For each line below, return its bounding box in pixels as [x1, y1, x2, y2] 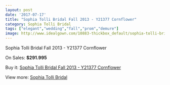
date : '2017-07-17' [5, 12, 47, 17]
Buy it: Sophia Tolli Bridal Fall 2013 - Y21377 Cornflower [5, 64, 121, 70]
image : [5, 31, 19, 36]
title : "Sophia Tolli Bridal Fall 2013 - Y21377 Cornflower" [5, 17, 137, 22]
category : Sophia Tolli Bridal [5, 21, 71, 27]
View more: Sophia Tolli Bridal [5, 74, 67, 80]
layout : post [5, 7, 33, 13]
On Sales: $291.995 [5, 55, 47, 61]
